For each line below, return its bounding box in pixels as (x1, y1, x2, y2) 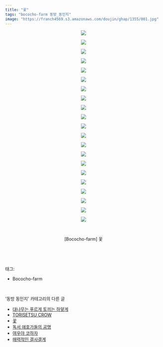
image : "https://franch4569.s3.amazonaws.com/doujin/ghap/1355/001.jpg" (5, 16, 159, 21)
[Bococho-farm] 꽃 (64, 236, 103, 242)
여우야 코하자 (12, 330, 38, 336)
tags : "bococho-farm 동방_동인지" (5, 12, 72, 17)
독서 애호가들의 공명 (12, 324, 51, 330)
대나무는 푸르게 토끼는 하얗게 (12, 306, 69, 312)
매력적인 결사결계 (12, 337, 46, 343)
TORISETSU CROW (12, 312, 52, 318)
